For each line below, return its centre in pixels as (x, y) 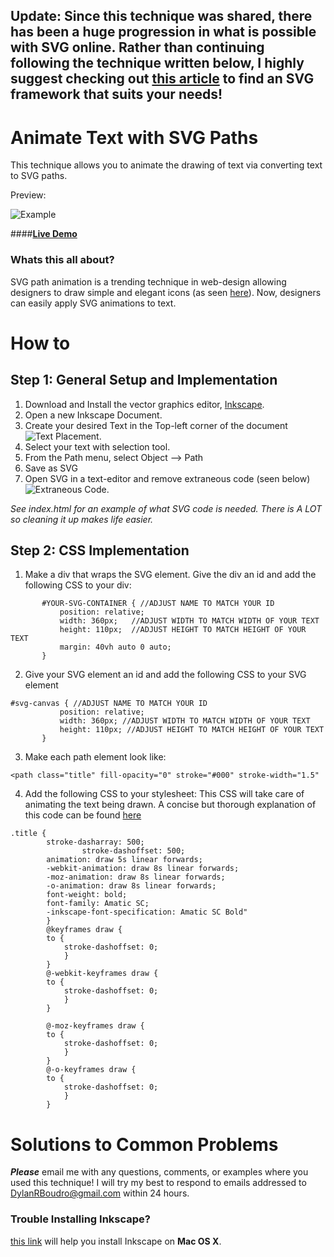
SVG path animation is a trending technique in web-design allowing (148, 281)
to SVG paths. (39, 176)
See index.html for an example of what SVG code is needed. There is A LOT (166, 508)
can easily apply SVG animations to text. (93, 303)
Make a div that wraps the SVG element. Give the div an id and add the (170, 575)
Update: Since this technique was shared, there (161, 16)
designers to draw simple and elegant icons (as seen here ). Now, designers (166, 292)
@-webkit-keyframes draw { (102, 974)
